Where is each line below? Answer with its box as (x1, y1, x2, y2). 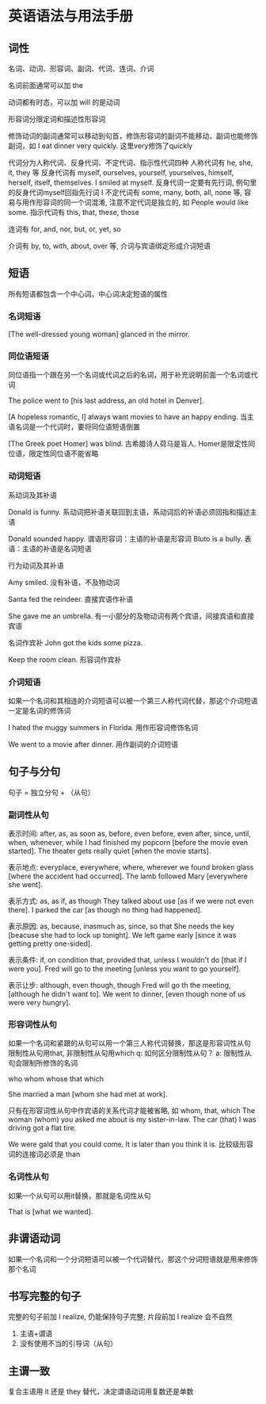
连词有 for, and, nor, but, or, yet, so (8, 224, 121, 234)
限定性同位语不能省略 (28, 449, 99, 458)
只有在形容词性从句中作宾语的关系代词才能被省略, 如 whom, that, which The (8, 1106, 256, 1115)
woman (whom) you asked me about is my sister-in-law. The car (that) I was (8, 1115, 256, 1124)
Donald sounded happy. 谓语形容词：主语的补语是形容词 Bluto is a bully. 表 (8, 534, 252, 543)
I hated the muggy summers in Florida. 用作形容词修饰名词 (8, 723, 199, 732)
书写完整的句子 (8, 1289, 82, 1303)
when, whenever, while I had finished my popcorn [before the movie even (8, 838, 249, 847)
